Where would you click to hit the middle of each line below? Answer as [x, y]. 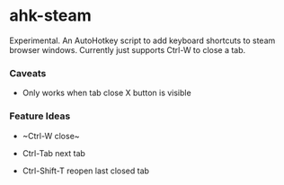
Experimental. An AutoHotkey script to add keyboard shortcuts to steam [142, 40]
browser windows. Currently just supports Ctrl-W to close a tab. [128, 49]
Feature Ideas [40, 116]
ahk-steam [50, 16]
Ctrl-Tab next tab [53, 153]
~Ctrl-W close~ [51, 136]
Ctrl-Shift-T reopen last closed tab [86, 171]
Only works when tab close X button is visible [106, 93]
